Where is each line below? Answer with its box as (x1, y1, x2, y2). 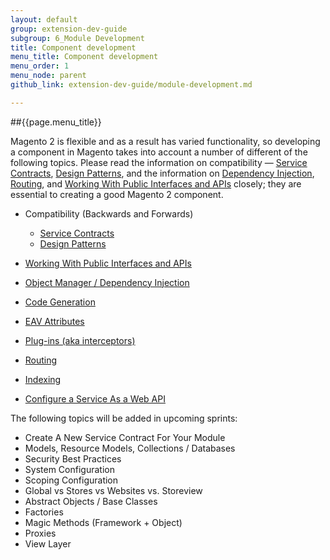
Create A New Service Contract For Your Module (24, 431, 226, 443)
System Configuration (24, 463, 115, 475)
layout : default (10, 14, 78, 25)
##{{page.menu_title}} (10, 116, 102, 128)
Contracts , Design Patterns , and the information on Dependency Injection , (10, 167, 315, 179)
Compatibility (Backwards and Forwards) (24, 207, 194, 220)
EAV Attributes (24, 315, 85, 327)
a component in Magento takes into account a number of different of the (10, 146, 308, 158)
